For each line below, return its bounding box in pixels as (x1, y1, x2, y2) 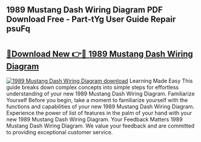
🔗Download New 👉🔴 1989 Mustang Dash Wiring (6, 48, 194, 59)
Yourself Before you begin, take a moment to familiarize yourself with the (6, 97, 188, 103)
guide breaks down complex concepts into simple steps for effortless (6, 84, 179, 91)
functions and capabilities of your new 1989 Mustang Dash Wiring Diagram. (6, 103, 195, 110)
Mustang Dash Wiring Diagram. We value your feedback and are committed (6, 122, 195, 129)
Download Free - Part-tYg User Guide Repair (6, 15, 176, 25)
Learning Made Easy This (129, 77, 193, 84)
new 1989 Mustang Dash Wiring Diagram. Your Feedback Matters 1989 (6, 116, 183, 123)
